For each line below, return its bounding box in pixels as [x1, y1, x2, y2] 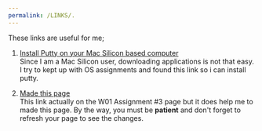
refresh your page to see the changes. [19, 113, 144, 122]
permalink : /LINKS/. [8, 11, 76, 20]
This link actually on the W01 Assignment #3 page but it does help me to [19, 96, 253, 106]
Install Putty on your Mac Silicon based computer [19, 48, 179, 57]
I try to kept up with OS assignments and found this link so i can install [19, 64, 246, 75]
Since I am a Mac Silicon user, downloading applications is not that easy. [19, 56, 255, 66]
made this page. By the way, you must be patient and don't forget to [19, 105, 242, 115]
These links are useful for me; [8, 33, 104, 42]
